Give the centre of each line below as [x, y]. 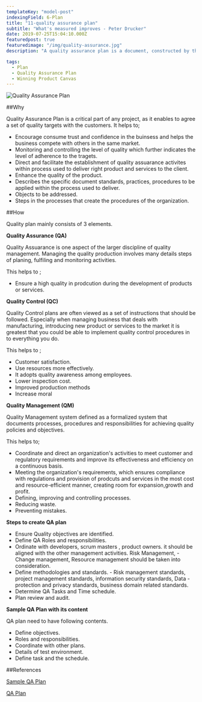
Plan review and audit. [42, 598]
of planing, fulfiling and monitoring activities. [61, 260]
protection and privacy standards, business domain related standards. [102, 585]
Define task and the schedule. [52, 658]
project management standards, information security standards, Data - [103, 579]
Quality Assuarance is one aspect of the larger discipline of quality [89, 248]
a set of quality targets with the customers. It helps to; [73, 125]
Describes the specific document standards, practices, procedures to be [105, 182]
